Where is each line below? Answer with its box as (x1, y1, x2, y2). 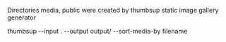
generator (7, 13, 37, 22)
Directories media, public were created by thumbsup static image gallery (7, 6, 219, 14)
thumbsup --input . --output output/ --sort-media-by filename (7, 27, 188, 35)
